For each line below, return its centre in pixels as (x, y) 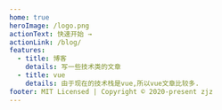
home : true (29, 17)
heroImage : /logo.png (49, 26)
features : (28, 51)
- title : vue (41, 75)
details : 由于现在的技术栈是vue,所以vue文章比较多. (112, 83)
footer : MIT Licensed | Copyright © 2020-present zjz (111, 91)
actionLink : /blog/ (45, 42)
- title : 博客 (42, 59)
